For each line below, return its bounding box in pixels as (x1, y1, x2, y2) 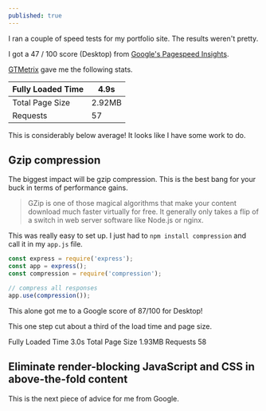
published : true (8, 11, 62, 20)
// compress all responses (8, 284, 98, 292)
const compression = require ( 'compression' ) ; (8, 270, 162, 278)
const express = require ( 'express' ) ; (8, 255, 134, 263)
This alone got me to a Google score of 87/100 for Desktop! (8, 306, 203, 315)
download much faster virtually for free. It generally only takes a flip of (27, 207, 259, 216)
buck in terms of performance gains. (8, 183, 129, 192)
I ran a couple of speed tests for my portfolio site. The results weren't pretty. (8, 34, 259, 43)
